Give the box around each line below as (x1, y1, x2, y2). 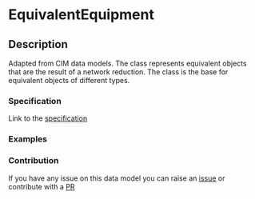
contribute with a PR (8, 181, 75, 191)
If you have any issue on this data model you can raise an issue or (8, 173, 225, 183)
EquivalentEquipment (8, 6, 154, 24)
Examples (8, 133, 48, 145)
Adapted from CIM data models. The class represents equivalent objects (8, 58, 247, 68)
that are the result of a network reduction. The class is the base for (8, 67, 229, 77)
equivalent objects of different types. (8, 76, 130, 85)
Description (8, 38, 68, 51)
